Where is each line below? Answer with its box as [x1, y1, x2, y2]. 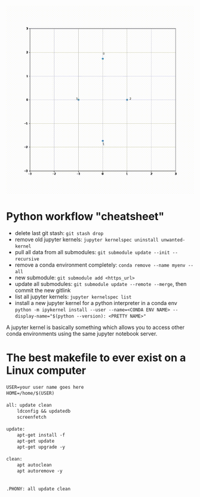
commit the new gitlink [14, 286, 71, 294]
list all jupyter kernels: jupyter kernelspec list [14, 293, 132, 300]
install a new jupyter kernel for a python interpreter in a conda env [14, 299, 177, 306]
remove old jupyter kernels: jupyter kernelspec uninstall [14, 236, 159, 243]
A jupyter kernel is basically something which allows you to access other [6, 324, 185, 331]
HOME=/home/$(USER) [6, 390, 55, 396]
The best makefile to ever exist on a [6, 351, 186, 365]
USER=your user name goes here [6, 384, 84, 390]
